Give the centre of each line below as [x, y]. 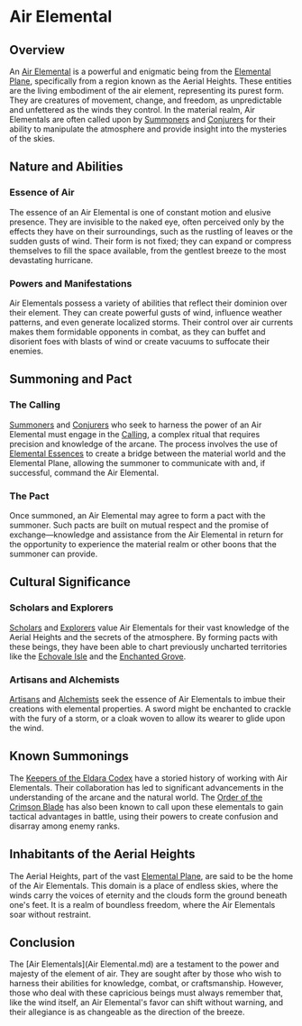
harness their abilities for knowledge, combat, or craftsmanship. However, [146, 984]
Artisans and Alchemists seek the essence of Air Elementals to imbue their [147, 699]
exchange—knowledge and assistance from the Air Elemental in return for [146, 535]
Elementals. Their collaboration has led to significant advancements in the [146, 787]
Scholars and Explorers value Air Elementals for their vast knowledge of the [150, 628]
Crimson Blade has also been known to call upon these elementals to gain [146, 806]
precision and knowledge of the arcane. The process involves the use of [143, 444]
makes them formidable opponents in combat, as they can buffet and [137, 332]
